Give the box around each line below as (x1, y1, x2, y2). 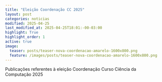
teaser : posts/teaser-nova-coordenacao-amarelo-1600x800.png (9, 48, 138, 53)
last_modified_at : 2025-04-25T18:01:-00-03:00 (5, 26, 102, 30)
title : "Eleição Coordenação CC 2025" (5, 7, 85, 12)
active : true (5, 39, 32, 44)
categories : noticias (5, 16, 50, 21)
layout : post (5, 12, 32, 17)
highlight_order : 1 (5, 35, 45, 40)
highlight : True (5, 30, 38, 35)
